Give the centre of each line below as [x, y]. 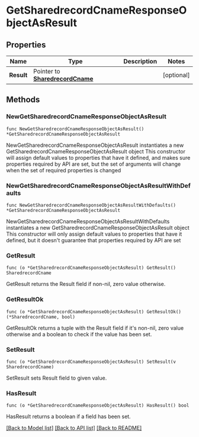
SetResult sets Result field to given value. [57, 378]
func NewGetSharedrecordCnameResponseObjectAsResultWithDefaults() [91, 205]
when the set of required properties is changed [64, 170]
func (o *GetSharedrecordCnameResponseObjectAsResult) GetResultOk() [94, 311]
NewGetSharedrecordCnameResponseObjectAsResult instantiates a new [95, 145]
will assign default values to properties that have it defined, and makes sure [98, 158]
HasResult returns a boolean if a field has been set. [69, 417]
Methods [23, 100]
